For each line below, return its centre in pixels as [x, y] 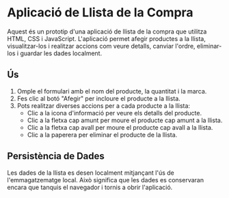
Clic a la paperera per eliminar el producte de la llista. [102, 135]
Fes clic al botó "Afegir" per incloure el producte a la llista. [99, 98]
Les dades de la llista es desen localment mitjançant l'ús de [91, 173]
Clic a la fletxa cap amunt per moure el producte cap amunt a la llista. [125, 120]
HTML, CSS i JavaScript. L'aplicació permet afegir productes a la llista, [107, 38]
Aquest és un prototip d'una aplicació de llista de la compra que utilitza [107, 31]
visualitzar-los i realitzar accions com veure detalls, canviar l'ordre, [102, 46]
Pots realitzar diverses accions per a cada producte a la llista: [103, 105]
